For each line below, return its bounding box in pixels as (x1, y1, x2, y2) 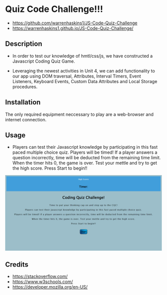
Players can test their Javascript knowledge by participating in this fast (12, 144, 158, 150)
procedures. (12, 84, 38, 90)
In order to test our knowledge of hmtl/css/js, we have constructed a (12, 53, 153, 59)
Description (5, 40, 42, 48)
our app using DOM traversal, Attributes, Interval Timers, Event (12, 73, 141, 79)
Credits (5, 260, 29, 269)
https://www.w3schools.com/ (12, 279, 73, 285)
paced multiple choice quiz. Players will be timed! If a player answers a (12, 149, 158, 155)
